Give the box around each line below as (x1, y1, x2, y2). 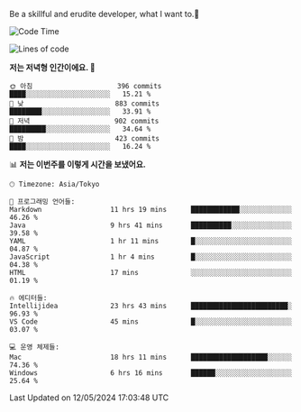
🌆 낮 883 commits (9, 99, 160, 108)
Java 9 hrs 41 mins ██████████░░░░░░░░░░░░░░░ (9, 221, 293, 230)
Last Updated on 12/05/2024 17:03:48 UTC (9, 392, 169, 403)
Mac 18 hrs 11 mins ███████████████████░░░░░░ (9, 352, 293, 362)
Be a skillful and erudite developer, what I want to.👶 (9, 9, 200, 19)
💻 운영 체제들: (9, 343, 60, 352)
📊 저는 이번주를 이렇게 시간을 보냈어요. (9, 159, 147, 169)
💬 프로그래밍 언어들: (9, 197, 76, 206)
